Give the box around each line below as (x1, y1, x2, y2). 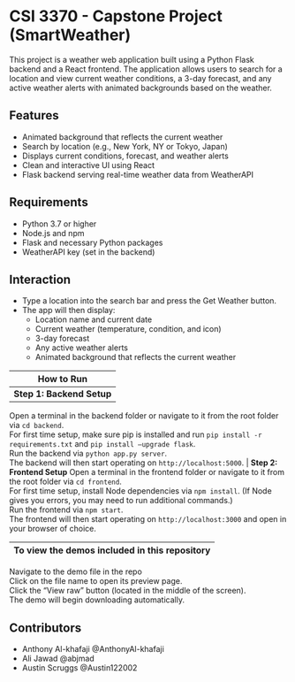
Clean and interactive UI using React (21, 159, 155, 170)
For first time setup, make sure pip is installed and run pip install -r (9, 429, 262, 440)
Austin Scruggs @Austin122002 (21, 663, 138, 673)
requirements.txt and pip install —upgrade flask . (9, 439, 196, 449)
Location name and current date (34, 314, 153, 325)
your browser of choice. (9, 524, 97, 534)
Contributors (9, 620, 82, 635)
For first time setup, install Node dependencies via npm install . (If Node (9, 486, 272, 496)
